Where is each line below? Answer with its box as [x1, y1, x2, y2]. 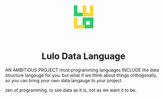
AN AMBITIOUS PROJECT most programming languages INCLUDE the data [5, 67, 160, 73]
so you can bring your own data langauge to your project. [5, 77, 123, 83]
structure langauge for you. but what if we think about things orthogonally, [5, 72, 158, 78]
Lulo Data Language [41, 50, 126, 62]
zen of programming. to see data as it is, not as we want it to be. [5, 87, 137, 93]
